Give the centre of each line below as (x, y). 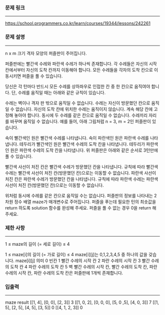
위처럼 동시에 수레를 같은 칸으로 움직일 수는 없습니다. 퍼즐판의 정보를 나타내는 (79, 195)
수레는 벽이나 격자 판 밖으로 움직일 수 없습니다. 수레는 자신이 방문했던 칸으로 (78, 103)
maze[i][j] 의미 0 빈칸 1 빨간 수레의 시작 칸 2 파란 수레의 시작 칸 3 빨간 (83, 261)
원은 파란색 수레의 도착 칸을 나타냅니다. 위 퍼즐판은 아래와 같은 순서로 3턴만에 (84, 150)
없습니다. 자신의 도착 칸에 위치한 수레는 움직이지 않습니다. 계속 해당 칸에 (84, 109)
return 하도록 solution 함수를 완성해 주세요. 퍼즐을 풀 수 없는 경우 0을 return (78, 208)
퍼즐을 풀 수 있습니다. (42, 76)
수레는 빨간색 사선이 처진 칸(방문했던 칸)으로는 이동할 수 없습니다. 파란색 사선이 (81, 173)
